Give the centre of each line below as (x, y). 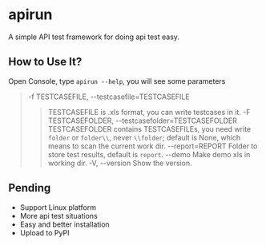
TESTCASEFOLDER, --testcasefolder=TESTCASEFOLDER (143, 121)
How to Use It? (45, 62)
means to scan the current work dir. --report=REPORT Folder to (153, 146)
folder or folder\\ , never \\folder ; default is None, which (144, 137)
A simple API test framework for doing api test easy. (94, 37)
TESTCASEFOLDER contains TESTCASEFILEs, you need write (149, 128)
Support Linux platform (58, 207)
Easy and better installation (64, 224)
